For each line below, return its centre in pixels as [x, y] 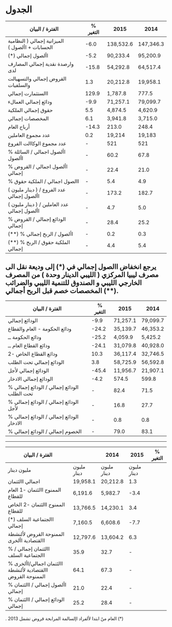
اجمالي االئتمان [24, 481]
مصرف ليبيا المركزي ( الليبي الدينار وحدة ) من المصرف [82, 275]
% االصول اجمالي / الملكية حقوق [44, 181]
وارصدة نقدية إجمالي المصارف [41, 64]
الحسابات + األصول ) [30, 47]
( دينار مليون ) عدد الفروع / [37, 189]
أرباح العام [19, 127]
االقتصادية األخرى [26, 540]
